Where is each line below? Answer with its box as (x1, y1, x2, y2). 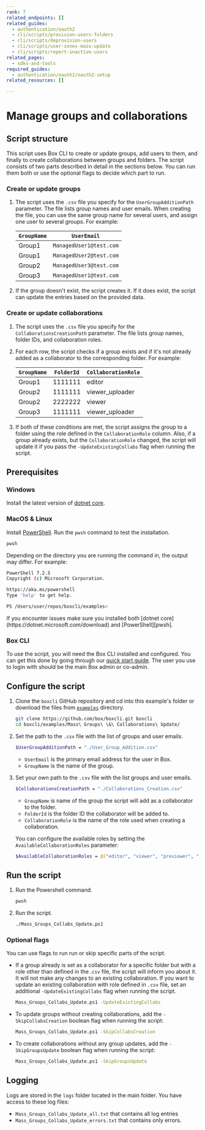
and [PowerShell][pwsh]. (110, 620, 173, 628)
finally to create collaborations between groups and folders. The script (6, 156, 184, 164)
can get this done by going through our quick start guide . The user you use (6, 657, 196, 664)
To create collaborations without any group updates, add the (15, 1040, 168, 1047)
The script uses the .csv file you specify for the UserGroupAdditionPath (15, 199, 194, 206)
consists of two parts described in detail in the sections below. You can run (6, 163, 196, 170)
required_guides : (6, 66, 51, 72)
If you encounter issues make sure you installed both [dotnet (6, 614, 160, 622)
